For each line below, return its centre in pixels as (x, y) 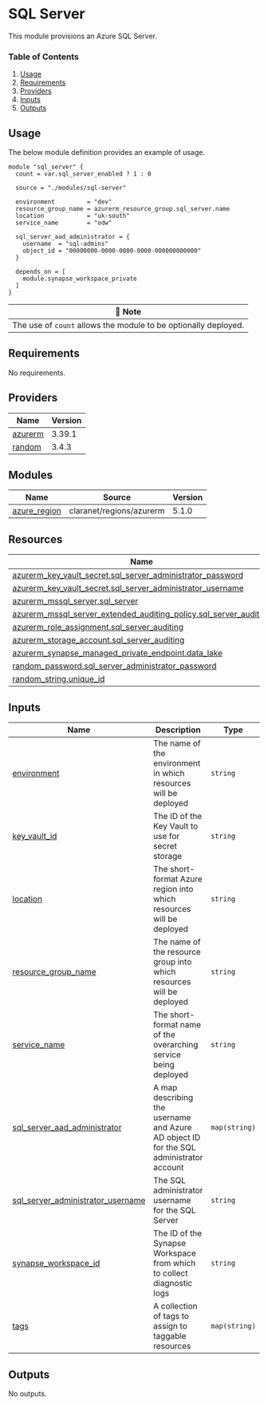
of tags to (171, 1316)
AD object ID (177, 1138)
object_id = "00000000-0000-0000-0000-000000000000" (112, 251)
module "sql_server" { (46, 167)
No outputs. (28, 1393)
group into (172, 962)
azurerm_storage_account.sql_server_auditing (99, 640)
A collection (175, 1306)
